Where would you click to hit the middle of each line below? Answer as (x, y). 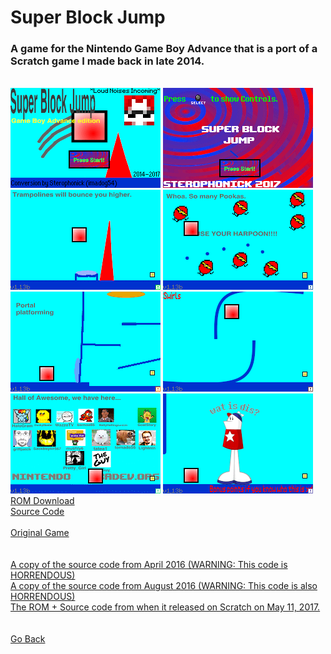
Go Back (28, 639)
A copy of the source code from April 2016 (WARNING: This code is (149, 565)
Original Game (40, 533)
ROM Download (42, 501)
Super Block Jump (88, 17)
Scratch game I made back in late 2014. (107, 61)
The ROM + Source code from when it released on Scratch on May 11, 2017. (165, 607)
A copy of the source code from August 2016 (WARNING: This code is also (164, 586)
